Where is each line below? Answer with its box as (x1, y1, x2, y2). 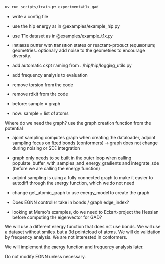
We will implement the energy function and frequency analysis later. (5, 244, 144, 250)
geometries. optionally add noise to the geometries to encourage (12, 47, 145, 53)
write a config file (12, 13, 49, 19)
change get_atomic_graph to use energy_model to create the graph (12, 189, 150, 195)
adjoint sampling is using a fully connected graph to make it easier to (12, 175, 153, 180)
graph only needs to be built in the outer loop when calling (12, 155, 132, 161)
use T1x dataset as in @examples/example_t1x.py (12, 33, 113, 39)
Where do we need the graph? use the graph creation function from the (5, 120, 151, 126)
